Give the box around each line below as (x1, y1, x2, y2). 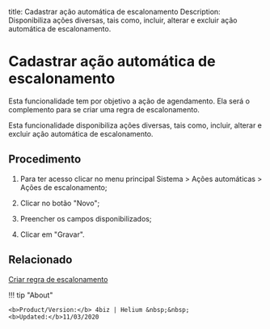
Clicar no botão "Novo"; (19, 198, 100, 208)
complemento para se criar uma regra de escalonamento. (8, 104, 200, 114)
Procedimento (8, 153, 82, 167)
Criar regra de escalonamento (8, 274, 108, 284)
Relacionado (8, 253, 73, 267)
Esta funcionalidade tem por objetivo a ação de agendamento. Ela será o (8, 96, 251, 106)
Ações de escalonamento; (19, 182, 108, 192)
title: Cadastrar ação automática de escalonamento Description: (8, 7, 221, 16)
